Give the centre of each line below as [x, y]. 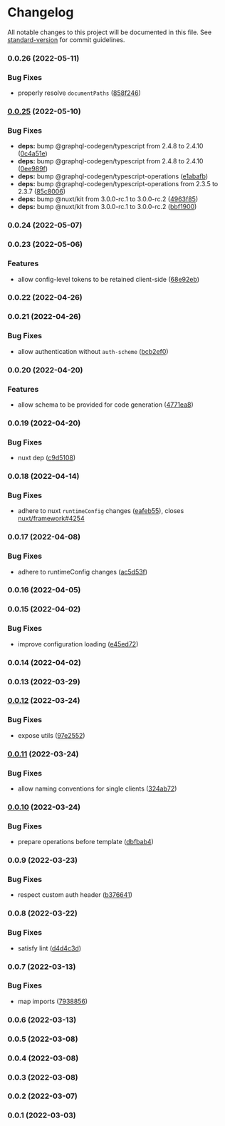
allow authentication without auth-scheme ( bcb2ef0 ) [93, 351]
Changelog [41, 12]
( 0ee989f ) [33, 169]
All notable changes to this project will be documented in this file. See [110, 32]
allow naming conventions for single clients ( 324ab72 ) [97, 788]
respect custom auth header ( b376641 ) [75, 895]
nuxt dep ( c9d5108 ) [47, 458]
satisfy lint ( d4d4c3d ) [49, 948]
